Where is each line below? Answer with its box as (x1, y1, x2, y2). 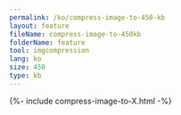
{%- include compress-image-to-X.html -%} (9, 95, 172, 106)
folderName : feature (9, 37, 86, 47)
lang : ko (9, 54, 42, 63)
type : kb (9, 71, 42, 80)
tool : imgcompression (9, 46, 90, 55)
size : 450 (9, 63, 46, 72)
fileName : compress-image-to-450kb (9, 29, 142, 38)
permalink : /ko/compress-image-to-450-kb (9, 12, 166, 22)
